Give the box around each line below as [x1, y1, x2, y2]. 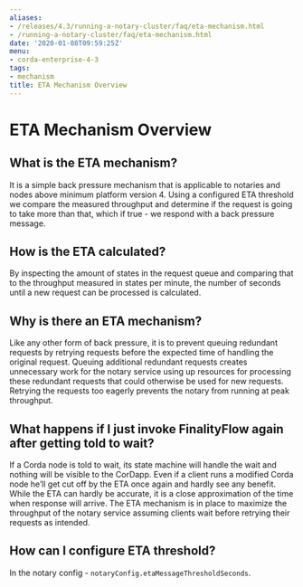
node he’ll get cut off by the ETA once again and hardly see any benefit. [9, 478, 277, 489]
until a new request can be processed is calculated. [9, 287, 202, 298]
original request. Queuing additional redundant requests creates [9, 356, 248, 367]
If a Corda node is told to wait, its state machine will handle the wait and [9, 459, 278, 470]
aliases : [9, 13, 43, 23]
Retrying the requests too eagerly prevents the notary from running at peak [9, 385, 289, 396]
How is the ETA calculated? [9, 244, 166, 260]
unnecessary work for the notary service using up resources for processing [9, 366, 291, 377]
